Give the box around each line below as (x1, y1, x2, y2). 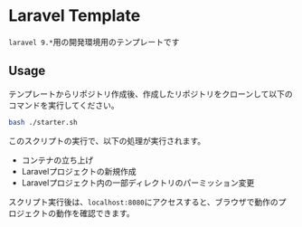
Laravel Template (8, 5, 141, 26)
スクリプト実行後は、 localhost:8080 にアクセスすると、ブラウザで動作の (8, 196, 278, 207)
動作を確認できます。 (55, 207, 135, 218)
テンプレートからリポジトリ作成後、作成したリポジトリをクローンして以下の (8, 88, 293, 99)
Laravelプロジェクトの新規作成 (21, 166, 137, 176)
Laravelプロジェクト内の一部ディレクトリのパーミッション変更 (21, 177, 255, 188)
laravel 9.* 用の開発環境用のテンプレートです (8, 36, 180, 47)
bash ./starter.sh (8, 118, 78, 127)
